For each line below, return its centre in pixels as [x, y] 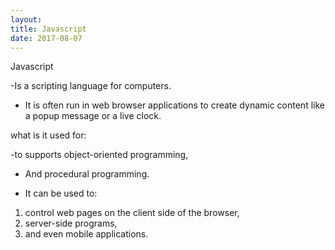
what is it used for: [48, 135]
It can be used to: [61, 193]
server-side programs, [71, 223]
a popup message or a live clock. [93, 116]
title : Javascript [48, 29]
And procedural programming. [87, 174]
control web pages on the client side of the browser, [132, 213]
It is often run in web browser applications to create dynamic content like [174, 105]
